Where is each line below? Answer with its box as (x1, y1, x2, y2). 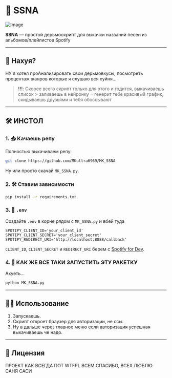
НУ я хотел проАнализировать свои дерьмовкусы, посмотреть (5, 70, 143, 76)
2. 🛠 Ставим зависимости (5, 181, 74, 188)
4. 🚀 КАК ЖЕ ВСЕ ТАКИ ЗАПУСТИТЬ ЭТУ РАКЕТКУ (5, 259, 138, 266)
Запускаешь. (12, 312, 41, 319)
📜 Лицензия (5, 349, 45, 358)
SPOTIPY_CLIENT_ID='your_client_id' (5, 228, 83, 233)
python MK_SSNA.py (5, 280, 45, 286)
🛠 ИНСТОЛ (5, 117, 44, 125)
